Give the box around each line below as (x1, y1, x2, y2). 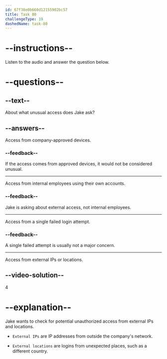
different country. (12, 348, 48, 354)
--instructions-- (5, 43, 73, 54)
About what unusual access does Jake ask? (5, 110, 95, 116)
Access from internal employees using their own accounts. (5, 180, 126, 187)
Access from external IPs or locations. (5, 256, 83, 262)
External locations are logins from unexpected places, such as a (12, 343, 147, 349)
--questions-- (5, 77, 64, 88)
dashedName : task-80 (5, 21, 48, 26)
